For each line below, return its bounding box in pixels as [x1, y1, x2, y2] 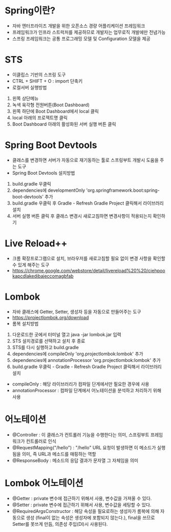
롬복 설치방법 [12, 320, 39, 326]
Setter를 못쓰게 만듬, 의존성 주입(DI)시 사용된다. [12, 521, 108, 527]
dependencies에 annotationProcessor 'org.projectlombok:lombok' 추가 [12, 357, 161, 363]
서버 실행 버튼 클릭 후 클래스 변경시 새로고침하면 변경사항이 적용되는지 [12, 213, 152, 219]
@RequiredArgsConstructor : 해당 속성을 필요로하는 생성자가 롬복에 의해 [12, 508, 159, 514]
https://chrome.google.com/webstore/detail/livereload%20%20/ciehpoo [12, 267, 165, 273]
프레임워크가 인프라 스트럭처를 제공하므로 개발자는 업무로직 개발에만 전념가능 [12, 29, 166, 35]
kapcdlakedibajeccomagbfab [12, 273, 74, 279]
